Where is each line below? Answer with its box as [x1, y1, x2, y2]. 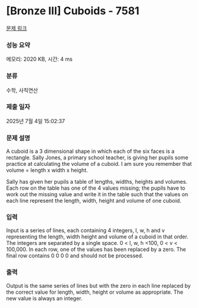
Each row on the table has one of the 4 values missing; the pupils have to [6, 184, 186, 191]
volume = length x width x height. [6, 166, 88, 174]
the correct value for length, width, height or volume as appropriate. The [6, 288, 183, 296]
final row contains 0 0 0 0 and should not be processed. [6, 252, 144, 259]
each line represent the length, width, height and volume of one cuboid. [6, 197, 181, 205]
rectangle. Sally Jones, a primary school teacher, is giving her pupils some [6, 154, 188, 161]
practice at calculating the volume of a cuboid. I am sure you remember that [6, 161, 192, 168]
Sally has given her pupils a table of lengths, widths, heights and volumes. [6, 178, 188, 186]
